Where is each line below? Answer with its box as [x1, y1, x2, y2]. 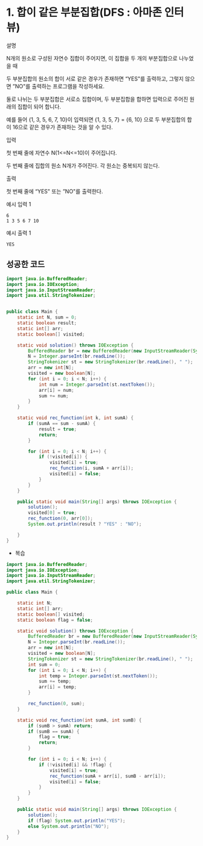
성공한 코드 [6, 259, 45, 270]
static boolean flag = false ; [17, 617, 94, 623]
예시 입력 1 [6, 200, 31, 207]
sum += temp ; [38, 678, 71, 685]
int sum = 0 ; [28, 662, 61, 668]
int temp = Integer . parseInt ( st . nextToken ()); [38, 672, 158, 679]
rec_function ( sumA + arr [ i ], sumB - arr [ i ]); [49, 773, 166, 779]
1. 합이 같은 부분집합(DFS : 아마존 [6, 5, 162, 19]
